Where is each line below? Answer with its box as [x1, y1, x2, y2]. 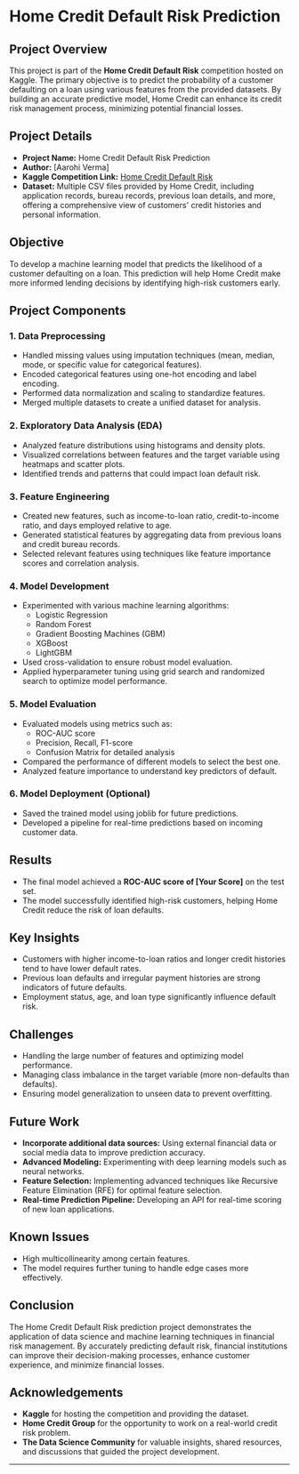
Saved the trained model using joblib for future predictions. [21, 808, 238, 818]
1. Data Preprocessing [9, 329, 106, 342]
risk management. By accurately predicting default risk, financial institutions [9, 1341, 287, 1351]
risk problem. [21, 1428, 71, 1438]
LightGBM [35, 648, 73, 658]
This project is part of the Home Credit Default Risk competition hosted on [9, 65, 284, 76]
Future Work [9, 1114, 80, 1129]
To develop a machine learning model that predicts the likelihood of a [9, 258, 263, 269]
